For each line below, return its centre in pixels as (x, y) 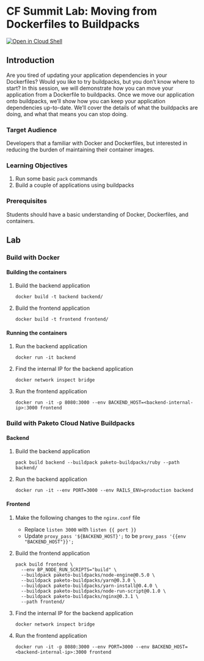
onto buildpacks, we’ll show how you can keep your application (86, 101)
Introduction (31, 60)
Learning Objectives (37, 165)
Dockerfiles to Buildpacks (73, 24)
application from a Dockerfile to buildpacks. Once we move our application (100, 94)
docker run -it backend (46, 358)
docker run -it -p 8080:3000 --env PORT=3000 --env (82, 647)
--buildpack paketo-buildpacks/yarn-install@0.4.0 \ (89, 586)
